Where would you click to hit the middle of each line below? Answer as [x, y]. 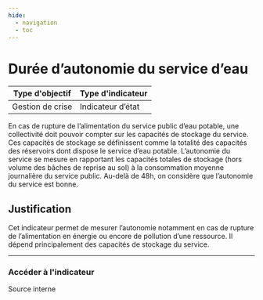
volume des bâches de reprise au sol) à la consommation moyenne [116, 168]
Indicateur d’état [110, 107]
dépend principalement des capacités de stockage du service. [109, 244]
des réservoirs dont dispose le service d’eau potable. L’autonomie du [119, 151]
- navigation [36, 23]
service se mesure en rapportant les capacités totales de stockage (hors [125, 159]
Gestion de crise [42, 107]
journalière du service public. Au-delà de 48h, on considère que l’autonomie [131, 176]
